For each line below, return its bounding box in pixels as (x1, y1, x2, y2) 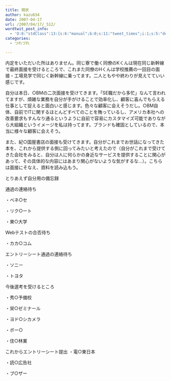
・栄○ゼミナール (5, 305, 41, 311)
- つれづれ (10, 41, 30, 46)
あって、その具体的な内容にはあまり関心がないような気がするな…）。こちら (5, 158, 163, 164)
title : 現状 (5, 7, 29, 13)
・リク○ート (5, 208, 32, 214)
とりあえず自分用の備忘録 (5, 175, 59, 181)
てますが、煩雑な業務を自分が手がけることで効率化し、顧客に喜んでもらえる (5, 96, 165, 102)
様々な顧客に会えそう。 (14, 128, 64, 134)
